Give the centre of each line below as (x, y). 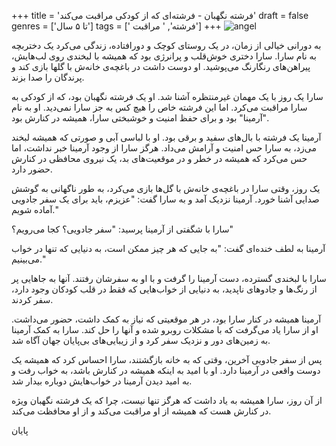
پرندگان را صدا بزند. (48, 77)
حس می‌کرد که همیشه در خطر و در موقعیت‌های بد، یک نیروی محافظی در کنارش (159, 158)
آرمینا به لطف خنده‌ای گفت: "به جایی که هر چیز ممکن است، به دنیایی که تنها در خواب (168, 248)
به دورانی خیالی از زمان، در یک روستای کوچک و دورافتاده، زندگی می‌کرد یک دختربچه (166, 45)
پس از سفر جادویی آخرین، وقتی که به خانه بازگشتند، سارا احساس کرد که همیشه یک (167, 359)
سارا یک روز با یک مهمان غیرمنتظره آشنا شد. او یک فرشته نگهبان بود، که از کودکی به (167, 96)
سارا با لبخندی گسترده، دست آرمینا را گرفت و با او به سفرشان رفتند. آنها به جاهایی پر (169, 278)
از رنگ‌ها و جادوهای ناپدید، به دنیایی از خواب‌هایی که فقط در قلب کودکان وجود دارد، (164, 289)
